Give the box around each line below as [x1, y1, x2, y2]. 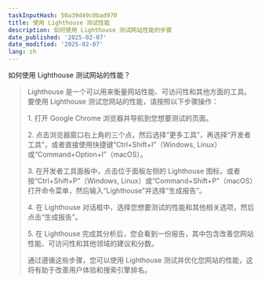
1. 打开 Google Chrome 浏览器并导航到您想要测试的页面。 [27, 114, 213, 122]
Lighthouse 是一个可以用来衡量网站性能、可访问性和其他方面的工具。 [27, 87, 251, 96]
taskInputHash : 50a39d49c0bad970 [8, 11, 118, 20]
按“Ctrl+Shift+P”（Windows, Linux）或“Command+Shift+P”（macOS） [27, 176, 253, 185]
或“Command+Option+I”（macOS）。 [27, 150, 147, 159]
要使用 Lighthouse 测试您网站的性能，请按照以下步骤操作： [27, 97, 219, 106]
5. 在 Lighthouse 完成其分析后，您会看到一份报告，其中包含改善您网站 [27, 229, 254, 238]
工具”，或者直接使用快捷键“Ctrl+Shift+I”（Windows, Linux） [27, 140, 222, 149]
